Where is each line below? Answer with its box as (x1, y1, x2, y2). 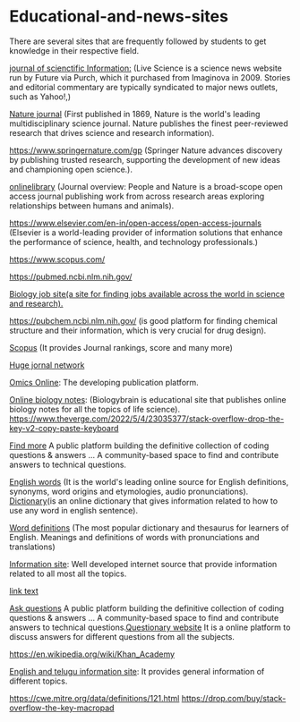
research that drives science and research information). (9, 127, 215, 138)
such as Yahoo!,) (9, 91, 72, 102)
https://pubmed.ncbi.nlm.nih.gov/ (9, 271, 133, 282)
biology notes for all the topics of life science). (9, 403, 181, 414)
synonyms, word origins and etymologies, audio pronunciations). (9, 486, 249, 497)
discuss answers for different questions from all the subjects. (9, 631, 236, 641)
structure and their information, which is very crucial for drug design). (9, 325, 267, 336)
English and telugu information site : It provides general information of (9, 666, 265, 676)
